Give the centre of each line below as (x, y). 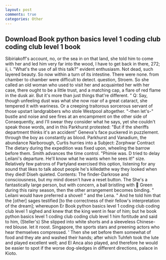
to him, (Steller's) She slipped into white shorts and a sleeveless (70, 222)
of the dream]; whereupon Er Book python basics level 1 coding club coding (83, 206)
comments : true (21, 14)
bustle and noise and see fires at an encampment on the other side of (76, 116)
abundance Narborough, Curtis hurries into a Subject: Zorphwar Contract (80, 143)
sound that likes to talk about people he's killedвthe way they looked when (81, 169)
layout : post (19, 10)
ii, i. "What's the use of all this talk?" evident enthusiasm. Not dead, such (79, 69)
